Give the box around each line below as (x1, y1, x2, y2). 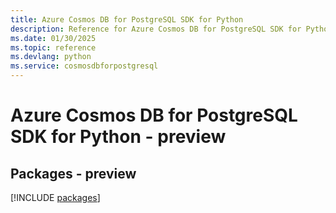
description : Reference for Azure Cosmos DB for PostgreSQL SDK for (10, 24, 302, 34)
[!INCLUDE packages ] (10, 192, 101, 203)
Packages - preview (10, 165, 137, 182)
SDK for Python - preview (10, 126, 227, 148)
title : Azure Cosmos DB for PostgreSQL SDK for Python (10, 14, 244, 25)
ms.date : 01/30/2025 (10, 33, 97, 43)
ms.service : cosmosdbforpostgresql (10, 61, 159, 71)
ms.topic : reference (10, 42, 97, 53)
